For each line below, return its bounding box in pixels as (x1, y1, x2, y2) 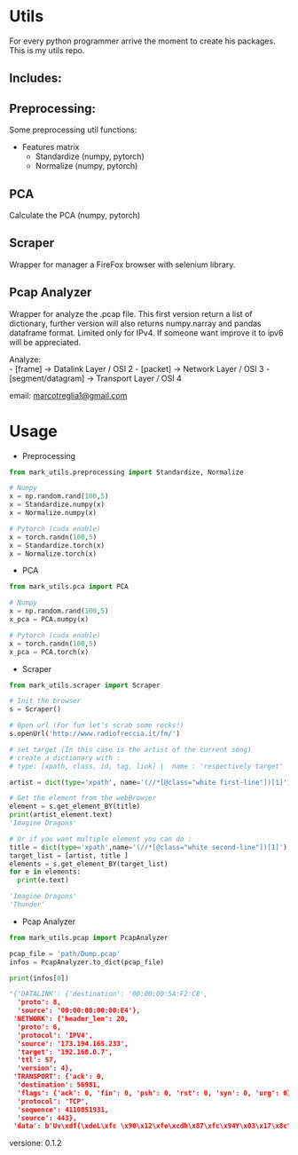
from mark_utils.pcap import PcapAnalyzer (9, 933, 169, 942)
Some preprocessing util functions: (9, 124, 137, 135)
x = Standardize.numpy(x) (9, 500, 105, 510)
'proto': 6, (17, 1023, 62, 1032)
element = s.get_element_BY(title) (9, 802, 141, 811)
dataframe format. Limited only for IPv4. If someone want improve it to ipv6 (9, 327, 284, 338)
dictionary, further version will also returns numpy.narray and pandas (9, 318, 262, 328)
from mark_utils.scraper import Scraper (9, 681, 161, 690)
